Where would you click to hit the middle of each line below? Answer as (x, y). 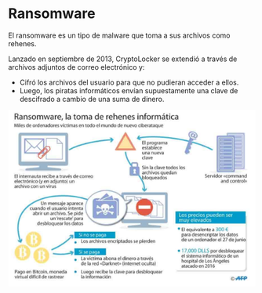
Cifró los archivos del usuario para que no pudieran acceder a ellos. (129, 82)
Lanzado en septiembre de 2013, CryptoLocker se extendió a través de (123, 59)
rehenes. (22, 43)
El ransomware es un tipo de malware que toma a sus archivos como (119, 35)
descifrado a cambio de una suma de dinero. (92, 99)
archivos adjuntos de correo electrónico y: (76, 67)
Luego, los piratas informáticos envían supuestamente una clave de (129, 90)
